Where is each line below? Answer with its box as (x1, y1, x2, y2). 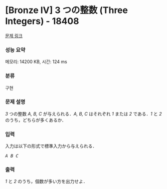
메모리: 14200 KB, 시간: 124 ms (5, 58, 67, 65)
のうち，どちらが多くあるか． (5, 117, 66, 123)
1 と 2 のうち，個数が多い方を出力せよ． (5, 178, 88, 184)
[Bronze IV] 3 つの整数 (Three (5, 4, 128, 16)
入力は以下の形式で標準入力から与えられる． (5, 143, 97, 149)
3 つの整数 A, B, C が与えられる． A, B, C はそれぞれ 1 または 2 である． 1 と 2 (5, 110, 162, 116)
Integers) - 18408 (5, 15, 79, 27)
